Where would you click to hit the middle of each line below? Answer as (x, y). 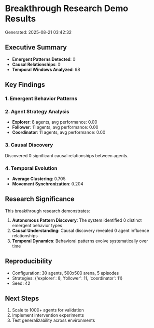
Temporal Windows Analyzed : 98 (46, 69)
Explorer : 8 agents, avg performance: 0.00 (55, 122)
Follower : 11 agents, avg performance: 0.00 (55, 127)
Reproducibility (28, 261)
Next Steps (22, 298)
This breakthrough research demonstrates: (48, 211)
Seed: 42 (21, 283)
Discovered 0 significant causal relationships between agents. (67, 155)
